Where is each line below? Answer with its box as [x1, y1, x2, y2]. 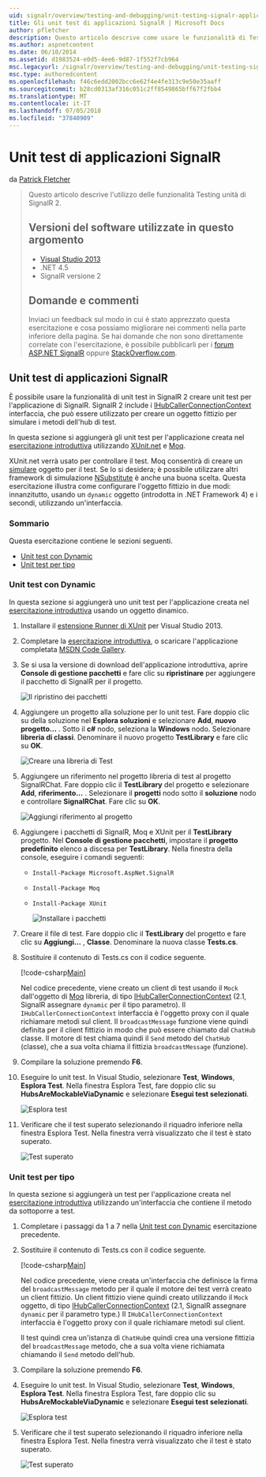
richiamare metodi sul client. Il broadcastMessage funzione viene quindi [20, 1016, 249, 1026]
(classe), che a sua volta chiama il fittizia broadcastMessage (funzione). [20, 1041, 249, 1051]
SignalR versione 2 [39, 271, 102, 280]
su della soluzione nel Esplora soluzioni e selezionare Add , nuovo [20, 715, 237, 725]
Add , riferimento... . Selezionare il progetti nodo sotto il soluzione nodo [20, 788, 257, 797]
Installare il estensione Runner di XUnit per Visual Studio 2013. [20, 620, 223, 630]
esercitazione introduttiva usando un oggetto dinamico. [9, 605, 189, 615]
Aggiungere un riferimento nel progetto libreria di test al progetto [20, 771, 231, 781]
